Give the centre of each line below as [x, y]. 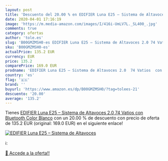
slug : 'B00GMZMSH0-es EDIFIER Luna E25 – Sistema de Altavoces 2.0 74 [80, 43]
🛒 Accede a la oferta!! [27, 153]
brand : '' [15, 84]
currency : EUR [20, 56]
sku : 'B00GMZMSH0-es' [28, 47]
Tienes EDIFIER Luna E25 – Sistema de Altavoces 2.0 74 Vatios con [74, 113]
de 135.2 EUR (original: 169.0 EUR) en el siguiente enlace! [64, 123]
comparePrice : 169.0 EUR [31, 66]
